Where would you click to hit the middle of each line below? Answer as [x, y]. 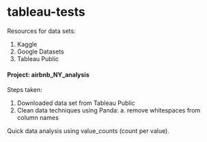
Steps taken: [25, 90]
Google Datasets [40, 51]
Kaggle [27, 44]
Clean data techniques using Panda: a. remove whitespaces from [109, 110]
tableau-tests [46, 12]
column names [38, 118]
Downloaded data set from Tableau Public [76, 103]
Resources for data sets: [42, 31]
